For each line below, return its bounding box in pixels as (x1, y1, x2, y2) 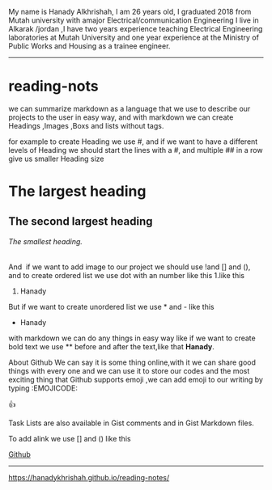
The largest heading (8, 182, 147, 201)
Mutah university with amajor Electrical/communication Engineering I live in (8, 15, 259, 25)
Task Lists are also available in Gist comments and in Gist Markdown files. (8, 418, 255, 428)
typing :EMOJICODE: (8, 383, 79, 393)
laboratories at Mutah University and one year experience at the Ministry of (8, 32, 259, 42)
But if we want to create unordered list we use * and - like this (8, 302, 215, 311)
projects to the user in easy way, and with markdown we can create (8, 112, 234, 122)
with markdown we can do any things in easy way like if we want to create (8, 333, 257, 343)
